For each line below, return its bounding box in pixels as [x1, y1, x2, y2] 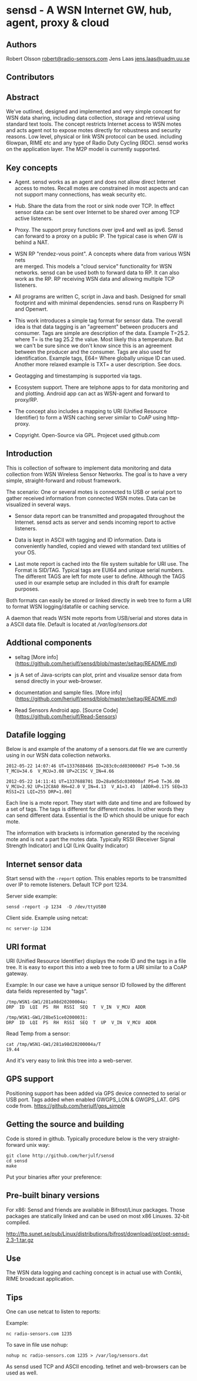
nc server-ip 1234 [6, 926, 51, 932]
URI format [6, 942, 46, 952]
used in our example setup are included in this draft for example [14, 579, 170, 586]
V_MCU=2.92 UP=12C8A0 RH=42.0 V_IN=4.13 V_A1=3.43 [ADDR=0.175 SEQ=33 [6, 784, 188, 790]
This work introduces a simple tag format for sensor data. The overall [14, 317, 183, 324]
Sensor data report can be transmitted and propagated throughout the [14, 512, 185, 519]
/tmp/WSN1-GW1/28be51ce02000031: [6, 1015, 88, 1021]
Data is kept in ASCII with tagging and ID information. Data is [14, 536, 162, 543]
